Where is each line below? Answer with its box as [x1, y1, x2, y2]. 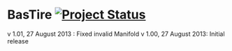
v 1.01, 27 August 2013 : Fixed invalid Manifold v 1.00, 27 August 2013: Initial [7, 30, 225, 38]
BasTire [7, 7, 52, 23]
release [7, 37, 29, 45]
